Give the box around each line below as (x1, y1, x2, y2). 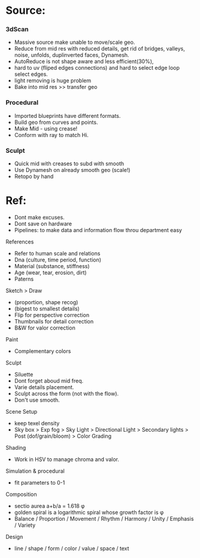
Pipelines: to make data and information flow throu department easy (14, 227, 182, 234)
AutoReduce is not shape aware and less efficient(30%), (14, 58, 154, 65)
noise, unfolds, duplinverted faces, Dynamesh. (14, 52, 129, 59)
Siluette (14, 371, 34, 378)
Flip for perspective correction (14, 311, 90, 319)
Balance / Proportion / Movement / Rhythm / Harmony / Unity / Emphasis (14, 515, 194, 523)
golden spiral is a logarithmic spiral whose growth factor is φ (14, 509, 164, 516)
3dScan (5, 25, 29, 34)
